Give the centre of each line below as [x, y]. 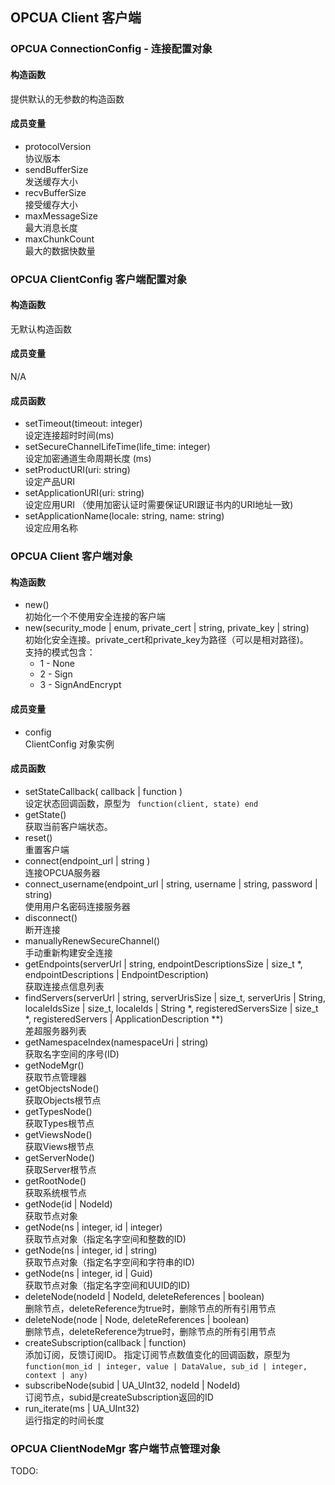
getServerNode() [59, 1157]
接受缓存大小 [51, 204]
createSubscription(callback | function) [105, 1342]
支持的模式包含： [60, 652]
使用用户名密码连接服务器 [77, 906]
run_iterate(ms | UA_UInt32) [82, 1408]
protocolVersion [58, 146]
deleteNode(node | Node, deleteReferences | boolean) [137, 1319]
